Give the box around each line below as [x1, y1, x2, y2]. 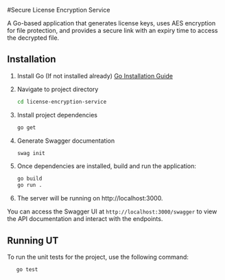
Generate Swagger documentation [16, 137, 115, 145]
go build [16, 175, 43, 183]
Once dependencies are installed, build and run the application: [16, 162, 197, 170]
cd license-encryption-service [16, 98, 107, 105]
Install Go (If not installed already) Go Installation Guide [16, 71, 174, 80]
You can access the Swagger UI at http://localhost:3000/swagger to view [7, 207, 217, 215]
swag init [16, 150, 46, 156]
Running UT [7, 235, 59, 246]
